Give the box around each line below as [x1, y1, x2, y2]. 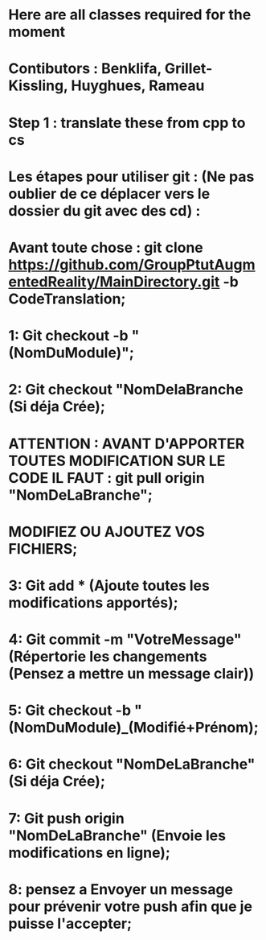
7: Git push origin [8, 809, 125, 827]
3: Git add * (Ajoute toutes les [8, 576, 211, 595]
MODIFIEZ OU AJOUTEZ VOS [8, 522, 205, 541]
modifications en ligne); [8, 843, 171, 862]
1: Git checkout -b [8, 327, 129, 345]
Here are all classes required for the [8, 6, 252, 24]
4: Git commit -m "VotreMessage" [8, 630, 243, 649]
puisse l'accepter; [8, 914, 133, 933]
